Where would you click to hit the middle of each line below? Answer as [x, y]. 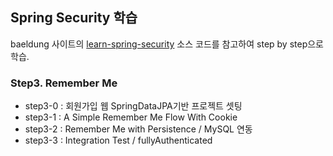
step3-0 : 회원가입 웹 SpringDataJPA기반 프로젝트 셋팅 [133, 106]
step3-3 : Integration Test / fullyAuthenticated [118, 140]
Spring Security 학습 [74, 18]
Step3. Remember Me [64, 83]
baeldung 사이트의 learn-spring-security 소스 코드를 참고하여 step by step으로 [167, 44]
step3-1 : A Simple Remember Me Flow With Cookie [131, 117]
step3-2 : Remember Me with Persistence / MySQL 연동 [138, 129]
